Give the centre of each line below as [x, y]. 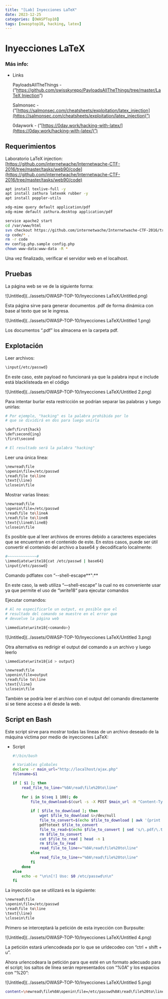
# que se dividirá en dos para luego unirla [52, 421]
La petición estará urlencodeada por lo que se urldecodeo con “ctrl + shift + [83, 947]
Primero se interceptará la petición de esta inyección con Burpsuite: [75, 927]
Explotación [24, 346]
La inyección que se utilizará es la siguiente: [50, 890]
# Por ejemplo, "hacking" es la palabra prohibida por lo [67, 416]
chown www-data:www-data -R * [37, 249]
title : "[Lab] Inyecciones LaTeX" [41, 10]
